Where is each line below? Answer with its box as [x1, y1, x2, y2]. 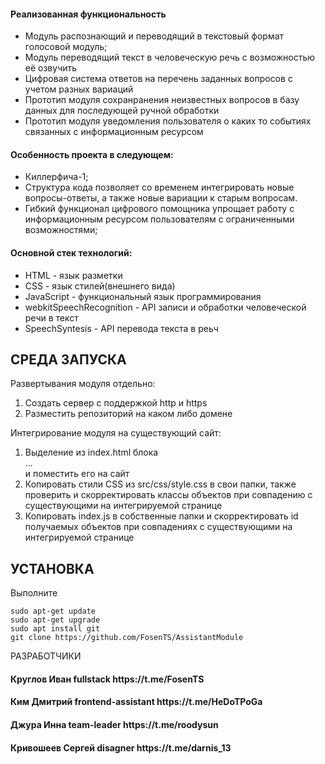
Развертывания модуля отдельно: [10, 378, 156, 390]
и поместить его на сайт [24, 468, 130, 480]
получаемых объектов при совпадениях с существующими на [24, 521, 293, 533]
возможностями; [24, 224, 98, 236]
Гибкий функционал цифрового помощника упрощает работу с [24, 203, 295, 215]
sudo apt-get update [10, 606, 97, 617]
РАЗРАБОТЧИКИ [10, 650, 82, 662]
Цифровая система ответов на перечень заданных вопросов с [24, 73, 293, 85]
